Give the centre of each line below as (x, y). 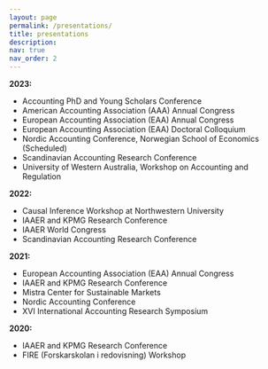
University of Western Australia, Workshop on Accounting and (135, 167)
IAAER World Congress (64, 230)
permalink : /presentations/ (61, 26)
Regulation (42, 177)
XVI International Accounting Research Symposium (115, 311)
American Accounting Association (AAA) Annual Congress (128, 110)
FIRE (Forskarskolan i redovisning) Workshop (104, 355)
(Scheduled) (45, 148)
